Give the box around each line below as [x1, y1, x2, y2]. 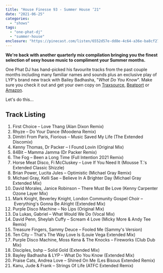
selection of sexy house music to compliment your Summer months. [5, 57, 146, 63]
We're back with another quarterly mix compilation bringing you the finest [5, 52, 158, 58]
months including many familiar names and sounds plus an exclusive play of [5, 71, 157, 78]
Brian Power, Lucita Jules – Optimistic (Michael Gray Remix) [12, 170, 132, 176]
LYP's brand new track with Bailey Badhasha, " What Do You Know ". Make [5, 77, 153, 82]
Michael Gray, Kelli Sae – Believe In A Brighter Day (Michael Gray [12, 175, 142, 181]
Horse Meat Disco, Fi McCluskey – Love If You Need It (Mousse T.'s [12, 160, 147, 165]
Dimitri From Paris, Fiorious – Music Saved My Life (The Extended [12, 134, 143, 140]
